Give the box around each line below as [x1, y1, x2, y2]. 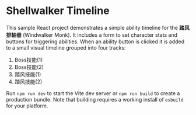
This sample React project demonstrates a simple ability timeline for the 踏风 [6, 24, 190, 31]
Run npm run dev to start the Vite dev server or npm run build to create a [6, 89, 180, 97]
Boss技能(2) [14, 63, 44, 71]
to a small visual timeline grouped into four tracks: [6, 44, 126, 51]
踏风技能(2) [14, 78, 43, 85]
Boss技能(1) [14, 56, 43, 63]
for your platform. [6, 102, 48, 109]
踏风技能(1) [14, 71, 41, 78]
